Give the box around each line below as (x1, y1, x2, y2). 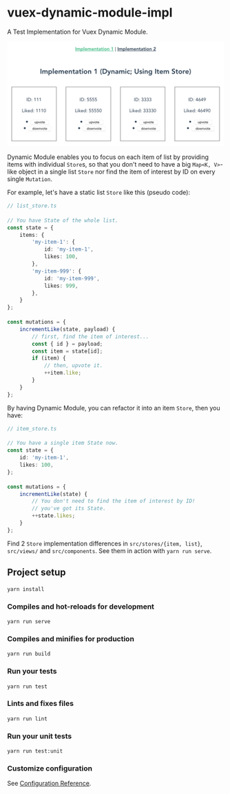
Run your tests (7, 667, 57, 676)
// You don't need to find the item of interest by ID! (32, 498, 196, 505)
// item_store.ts (7, 425, 57, 432)
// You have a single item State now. (7, 439, 118, 447)
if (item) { (32, 355, 67, 362)
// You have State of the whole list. (7, 217, 118, 224)
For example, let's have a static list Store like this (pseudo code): (7, 188, 191, 197)
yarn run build (7, 651, 51, 658)
